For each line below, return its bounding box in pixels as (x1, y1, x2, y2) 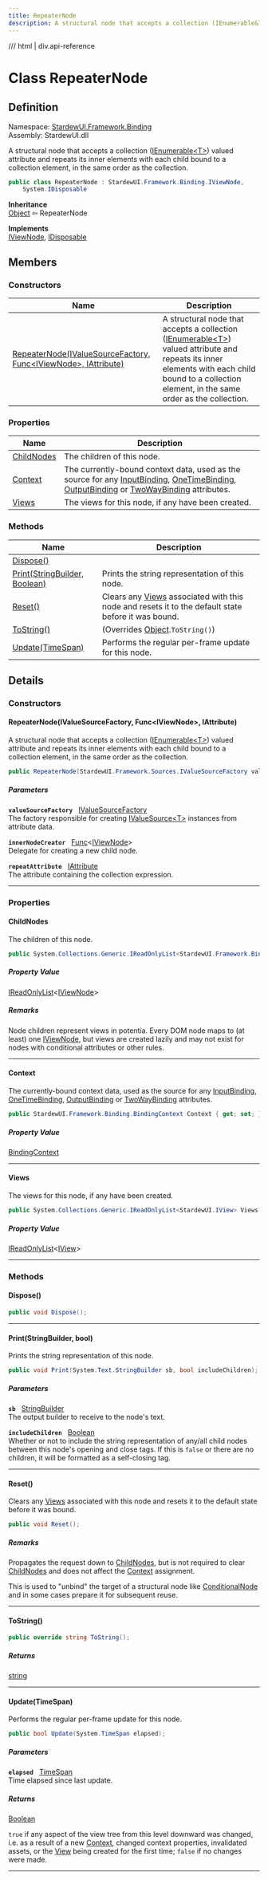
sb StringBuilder (8, 1403, 65, 1413)
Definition (8, 101, 58, 114)
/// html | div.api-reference (8, 41, 96, 50)
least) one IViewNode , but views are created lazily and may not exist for (8, 1034, 245, 1043)
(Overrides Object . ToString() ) (101, 624, 215, 635)
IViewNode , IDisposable (8, 232, 87, 242)
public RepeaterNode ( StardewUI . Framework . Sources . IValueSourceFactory (8, 767, 248, 776)
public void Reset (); (8, 1520, 81, 1528)
